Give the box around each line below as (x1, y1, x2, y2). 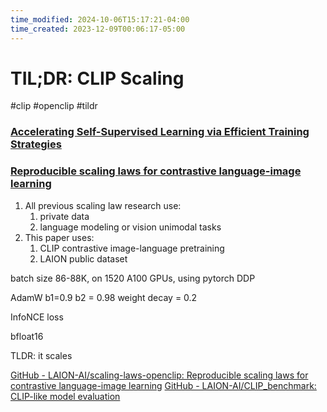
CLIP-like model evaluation (10, 390, 121, 402)
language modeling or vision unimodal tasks (39, 221, 222, 233)
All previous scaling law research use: (24, 199, 182, 211)
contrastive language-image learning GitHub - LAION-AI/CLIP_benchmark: (10, 379, 317, 391)
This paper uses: (24, 231, 95, 243)
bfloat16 (10, 330, 44, 342)
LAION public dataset (39, 252, 128, 265)
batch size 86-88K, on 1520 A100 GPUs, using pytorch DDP (10, 272, 256, 284)
